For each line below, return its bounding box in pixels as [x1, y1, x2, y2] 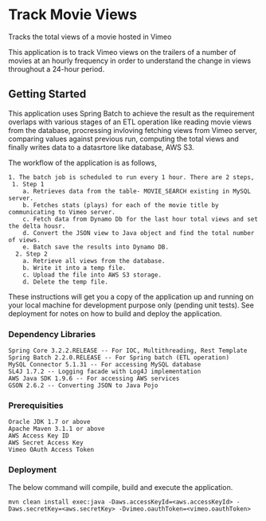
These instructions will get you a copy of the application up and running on [8, 292, 254, 301]
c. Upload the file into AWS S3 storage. [22, 271, 162, 279]
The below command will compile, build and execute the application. [8, 482, 233, 492]
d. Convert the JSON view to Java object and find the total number [22, 229, 255, 237]
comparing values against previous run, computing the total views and [8, 134, 239, 143]
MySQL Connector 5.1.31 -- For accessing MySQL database [8, 361, 201, 369]
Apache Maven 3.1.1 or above [8, 425, 105, 433]
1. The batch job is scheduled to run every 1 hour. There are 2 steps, [8, 173, 255, 181]
